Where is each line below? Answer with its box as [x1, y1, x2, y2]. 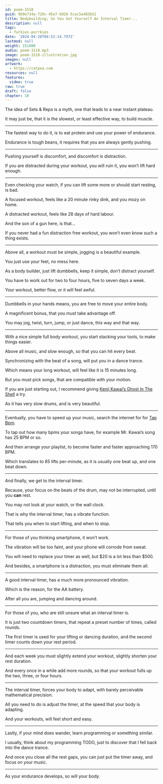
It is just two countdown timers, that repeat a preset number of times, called [5, 619, 157, 625]
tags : [5, 25, 16, 30]
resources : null [5, 71, 38, 75]
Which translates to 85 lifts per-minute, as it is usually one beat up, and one [5, 459, 156, 465]
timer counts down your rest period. [5, 639, 77, 645]
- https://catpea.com [9, 66, 53, 71]
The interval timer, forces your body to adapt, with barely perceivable [5, 687, 144, 693]
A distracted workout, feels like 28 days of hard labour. [5, 211, 115, 217]
